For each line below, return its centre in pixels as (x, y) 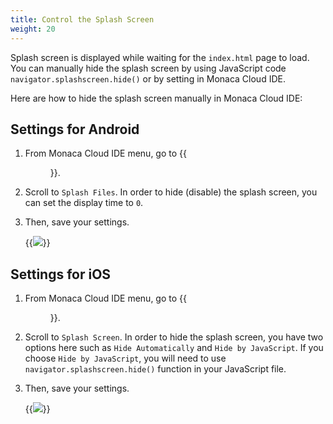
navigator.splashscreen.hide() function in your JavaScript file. (155, 369)
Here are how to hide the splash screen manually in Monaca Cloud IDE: (156, 98)
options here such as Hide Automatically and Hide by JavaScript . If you (174, 348)
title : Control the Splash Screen (82, 19)
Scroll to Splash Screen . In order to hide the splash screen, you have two (174, 337)
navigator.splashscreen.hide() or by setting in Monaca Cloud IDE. (148, 78)
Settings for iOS (61, 274)
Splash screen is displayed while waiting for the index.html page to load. (160, 57)
